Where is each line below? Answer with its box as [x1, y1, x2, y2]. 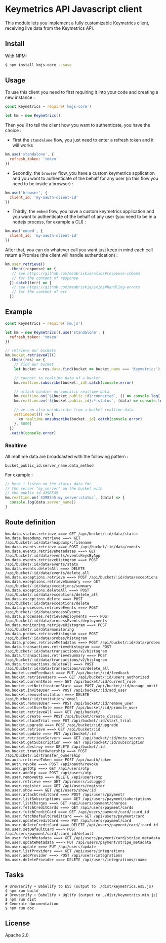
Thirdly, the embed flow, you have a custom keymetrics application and [12, 209, 155, 215]
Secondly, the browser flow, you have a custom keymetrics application [12, 170, 155, 176]
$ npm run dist [5, 897, 37, 902]
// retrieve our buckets [5, 348, 56, 353]
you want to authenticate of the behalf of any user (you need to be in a [12, 214, 157, 219]
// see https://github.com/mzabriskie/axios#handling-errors [11, 285, 140, 290]
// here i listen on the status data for [5, 481, 92, 486]
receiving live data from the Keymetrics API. [5, 25, 95, 31]
